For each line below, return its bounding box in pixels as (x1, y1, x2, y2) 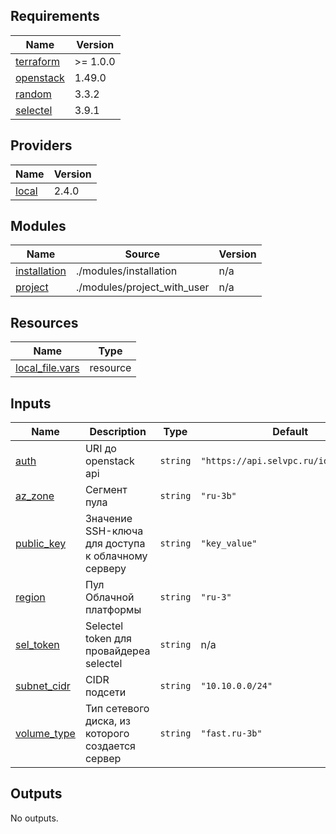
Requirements (10, 8, 100, 25)
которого (84, 727, 130, 741)
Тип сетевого (84, 702, 150, 716)
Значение (84, 512, 133, 526)
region (15, 590, 46, 604)
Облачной (84, 590, 135, 604)
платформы (84, 603, 142, 617)
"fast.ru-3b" (200, 728, 263, 739)
